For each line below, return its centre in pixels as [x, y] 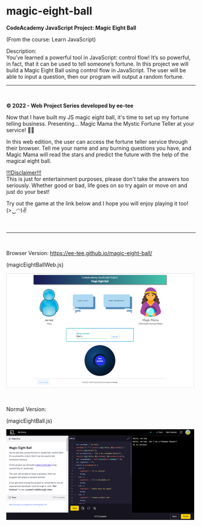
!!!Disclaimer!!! [24, 172]
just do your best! [28, 191]
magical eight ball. [29, 161]
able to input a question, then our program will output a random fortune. [95, 76]
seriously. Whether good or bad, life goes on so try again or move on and [97, 185]
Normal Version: [26, 409]
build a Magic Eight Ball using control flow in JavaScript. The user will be [96, 70]
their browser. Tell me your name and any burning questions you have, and [99, 148]
